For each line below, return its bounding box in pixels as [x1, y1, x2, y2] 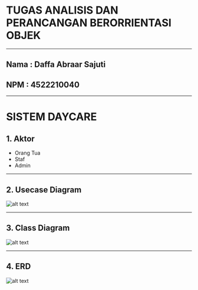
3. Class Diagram [6, 223, 70, 233]
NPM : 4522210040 [6, 79, 80, 89]
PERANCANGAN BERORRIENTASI [6, 16, 172, 30]
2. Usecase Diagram [6, 185, 82, 195]
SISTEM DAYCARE [6, 110, 97, 124]
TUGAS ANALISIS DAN [6, 4, 119, 17]
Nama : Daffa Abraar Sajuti [6, 60, 106, 70]
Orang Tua [14, 149, 41, 157]
